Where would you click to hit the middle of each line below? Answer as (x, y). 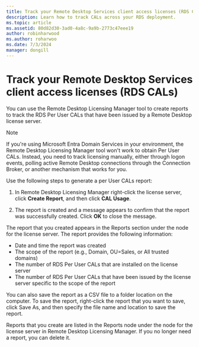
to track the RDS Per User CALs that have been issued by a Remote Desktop (99, 115)
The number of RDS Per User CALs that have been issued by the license (103, 277)
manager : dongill (28, 50)
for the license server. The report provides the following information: (89, 234)
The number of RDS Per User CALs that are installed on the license (96, 264)
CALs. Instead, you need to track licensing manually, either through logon (96, 156)
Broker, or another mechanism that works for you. (67, 169)
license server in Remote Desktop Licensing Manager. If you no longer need (99, 331)
